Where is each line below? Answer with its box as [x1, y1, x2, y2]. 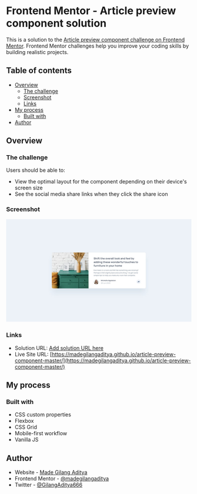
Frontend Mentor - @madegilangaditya [14, 475, 109, 482]
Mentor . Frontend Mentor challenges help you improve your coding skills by [6, 42, 189, 49]
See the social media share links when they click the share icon [14, 191, 169, 198]
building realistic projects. [6, 48, 69, 55]
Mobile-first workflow [14, 430, 68, 437]
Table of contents [6, 66, 72, 76]
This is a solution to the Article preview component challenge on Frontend [6, 36, 185, 43]
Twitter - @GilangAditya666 [14, 481, 83, 489]
